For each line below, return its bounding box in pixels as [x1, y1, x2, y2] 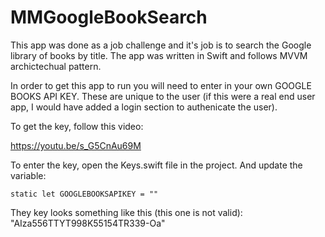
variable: [10, 169, 47, 181]
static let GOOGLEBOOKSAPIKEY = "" [10, 189, 159, 199]
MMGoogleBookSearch [10, 6, 208, 29]
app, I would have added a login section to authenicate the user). [10, 101, 278, 113]
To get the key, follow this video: [10, 120, 144, 132]
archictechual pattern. [10, 60, 102, 72]
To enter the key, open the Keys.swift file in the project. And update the [10, 159, 303, 171]
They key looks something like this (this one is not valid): [10, 206, 243, 218]
